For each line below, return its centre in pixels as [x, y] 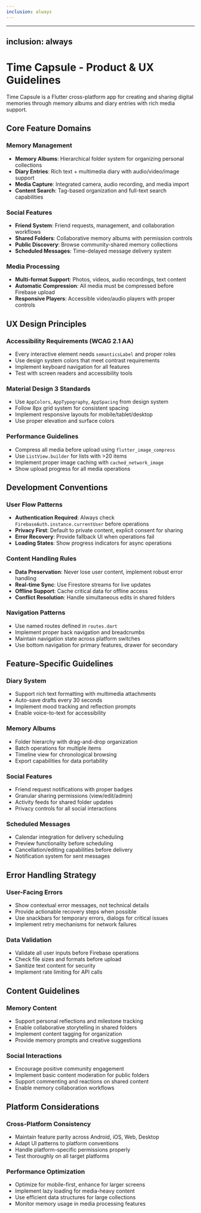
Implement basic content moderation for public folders [82, 1075]
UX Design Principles [46, 324]
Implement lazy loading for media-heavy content [75, 1191]
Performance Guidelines [42, 437]
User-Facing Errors [34, 892]
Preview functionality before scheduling [64, 843]
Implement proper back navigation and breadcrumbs [80, 632]
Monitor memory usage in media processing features [80, 1204]
